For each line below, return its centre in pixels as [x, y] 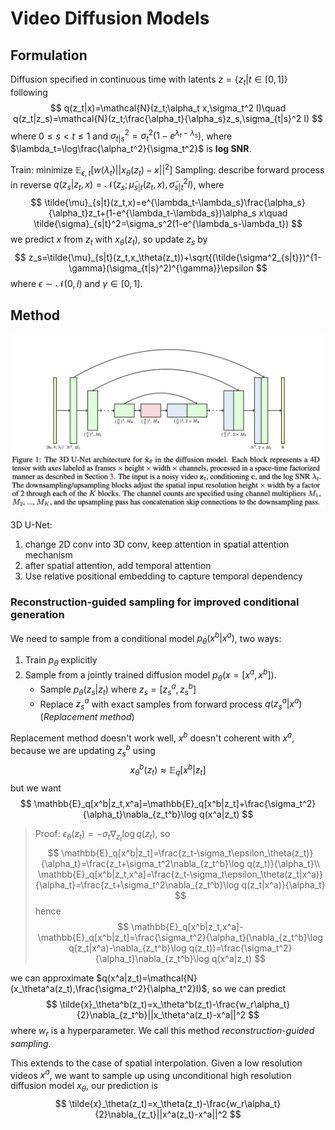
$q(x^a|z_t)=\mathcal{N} [147, 978]
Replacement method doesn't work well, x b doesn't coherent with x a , [152, 737]
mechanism [48, 555]
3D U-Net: [31, 525]
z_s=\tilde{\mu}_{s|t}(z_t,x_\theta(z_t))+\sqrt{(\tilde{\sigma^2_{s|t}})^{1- [175, 257]
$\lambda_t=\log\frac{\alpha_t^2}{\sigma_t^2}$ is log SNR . [131, 149]
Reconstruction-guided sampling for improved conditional [155, 602]
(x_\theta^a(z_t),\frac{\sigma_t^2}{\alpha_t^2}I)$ [109, 988]
